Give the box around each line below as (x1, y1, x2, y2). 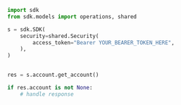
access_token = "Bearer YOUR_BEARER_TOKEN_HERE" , (32, 39, 175, 46)
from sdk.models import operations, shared (7, 13, 137, 20)
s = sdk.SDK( (7, 25, 46, 33)
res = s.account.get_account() (7, 71, 99, 78)
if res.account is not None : (7, 84, 93, 91)
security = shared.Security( (20, 32, 99, 39)
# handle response (20, 90, 74, 98)
